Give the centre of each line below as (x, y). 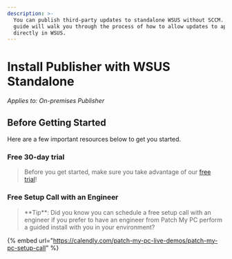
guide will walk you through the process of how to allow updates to (115, 26)
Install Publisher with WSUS (89, 67)
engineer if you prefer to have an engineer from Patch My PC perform (123, 220)
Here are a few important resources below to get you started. (94, 139)
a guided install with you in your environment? (89, 227)
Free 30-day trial (36, 157)
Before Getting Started (57, 123)
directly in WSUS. (40, 33)
